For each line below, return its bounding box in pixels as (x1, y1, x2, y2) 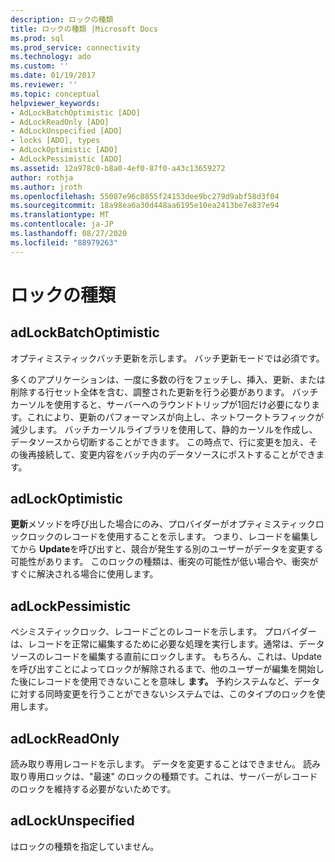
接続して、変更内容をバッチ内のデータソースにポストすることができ (36, 448, 317, 460)
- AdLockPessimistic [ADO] (10, 154, 123, 164)
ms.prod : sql (10, 33, 65, 43)
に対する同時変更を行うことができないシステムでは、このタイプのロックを (10, 688, 317, 700)
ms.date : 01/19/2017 (10, 71, 97, 81)
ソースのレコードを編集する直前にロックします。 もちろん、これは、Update (10, 651, 322, 663)
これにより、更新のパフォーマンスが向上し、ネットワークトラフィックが (26, 411, 325, 423)
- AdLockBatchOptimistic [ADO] (10, 107, 141, 118)
